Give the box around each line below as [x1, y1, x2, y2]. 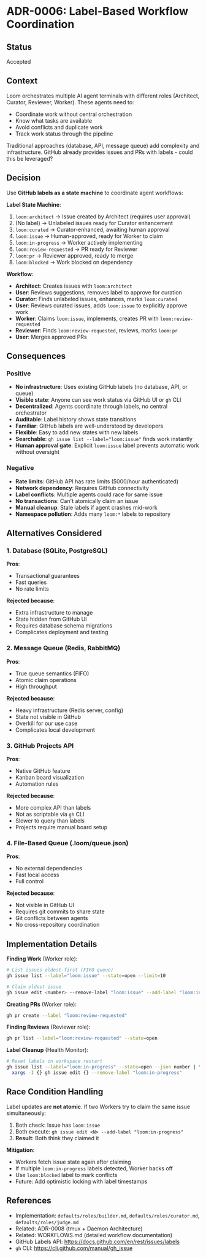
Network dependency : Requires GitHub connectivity [15, 484, 149, 491]
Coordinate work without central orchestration [15, 110, 132, 118]
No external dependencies [15, 865, 83, 872]
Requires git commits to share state [15, 908, 105, 915]
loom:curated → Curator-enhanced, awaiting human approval [15, 226, 170, 233]
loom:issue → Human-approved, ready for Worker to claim [15, 232, 164, 240]
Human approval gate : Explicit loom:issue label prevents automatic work [15, 442, 199, 449]
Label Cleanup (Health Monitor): [6, 1046, 89, 1054]
